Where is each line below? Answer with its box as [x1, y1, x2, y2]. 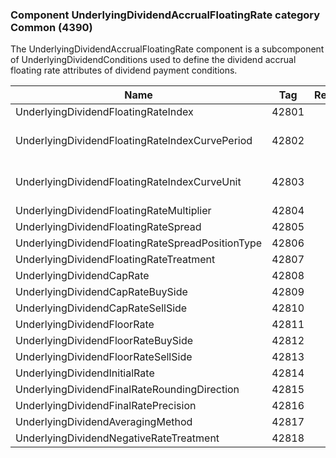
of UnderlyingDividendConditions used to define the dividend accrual [10, 54, 297, 66]
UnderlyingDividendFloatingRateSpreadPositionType [15, 236, 263, 250]
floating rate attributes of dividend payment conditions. [10, 64, 238, 77]
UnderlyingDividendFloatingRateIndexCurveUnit [15, 175, 242, 189]
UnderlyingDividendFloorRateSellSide [15, 350, 193, 364]
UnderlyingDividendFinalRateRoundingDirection [15, 383, 240, 397]
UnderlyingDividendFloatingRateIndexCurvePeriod [15, 134, 253, 148]
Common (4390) [10, 20, 93, 34]
